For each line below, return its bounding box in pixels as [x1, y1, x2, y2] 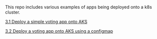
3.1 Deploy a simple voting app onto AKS [5, 19, 88, 24]
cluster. [5, 9, 21, 15]
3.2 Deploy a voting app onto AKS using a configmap [5, 28, 113, 34]
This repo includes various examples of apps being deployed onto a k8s [5, 4, 152, 10]
